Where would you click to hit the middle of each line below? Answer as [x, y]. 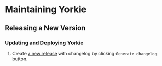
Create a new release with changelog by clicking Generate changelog [85, 53]
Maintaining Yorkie [46, 9]
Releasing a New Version [45, 28]
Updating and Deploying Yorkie [44, 43]
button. [20, 59]
